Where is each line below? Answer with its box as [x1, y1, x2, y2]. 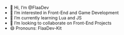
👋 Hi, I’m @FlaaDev [9, 5, 49, 10]
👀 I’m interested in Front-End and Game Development [9, 10, 119, 16]
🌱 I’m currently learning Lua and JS [9, 15, 82, 20]
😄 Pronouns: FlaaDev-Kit [9, 25, 62, 31]
